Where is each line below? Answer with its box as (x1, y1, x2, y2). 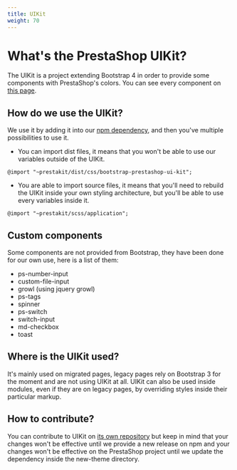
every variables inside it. (17, 197, 90, 205)
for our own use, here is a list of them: (7, 256, 119, 264)
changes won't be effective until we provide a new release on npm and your (7, 439, 230, 448)
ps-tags (17, 293, 41, 301)
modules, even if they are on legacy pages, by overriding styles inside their (7, 385, 228, 393)
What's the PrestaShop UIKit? (7, 48, 187, 64)
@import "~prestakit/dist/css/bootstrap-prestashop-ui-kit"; (7, 169, 193, 176)
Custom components (7, 229, 103, 241)
